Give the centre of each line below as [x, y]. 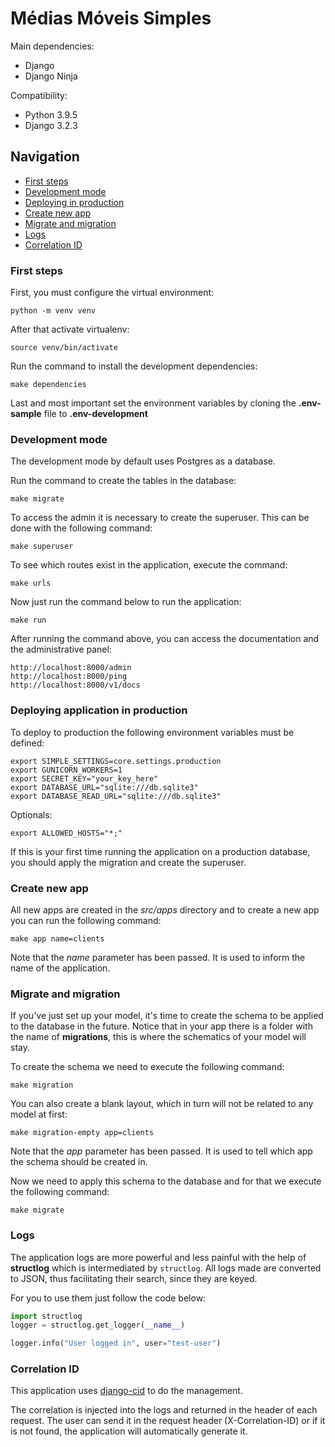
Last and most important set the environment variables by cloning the [153, 403]
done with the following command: [81, 528]
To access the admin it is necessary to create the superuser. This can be [160, 518]
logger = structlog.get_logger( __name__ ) [98, 1325]
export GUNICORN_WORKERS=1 [66, 770]
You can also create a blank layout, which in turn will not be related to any [162, 1104]
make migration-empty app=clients [82, 1133]
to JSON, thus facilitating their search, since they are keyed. [134, 1278]
